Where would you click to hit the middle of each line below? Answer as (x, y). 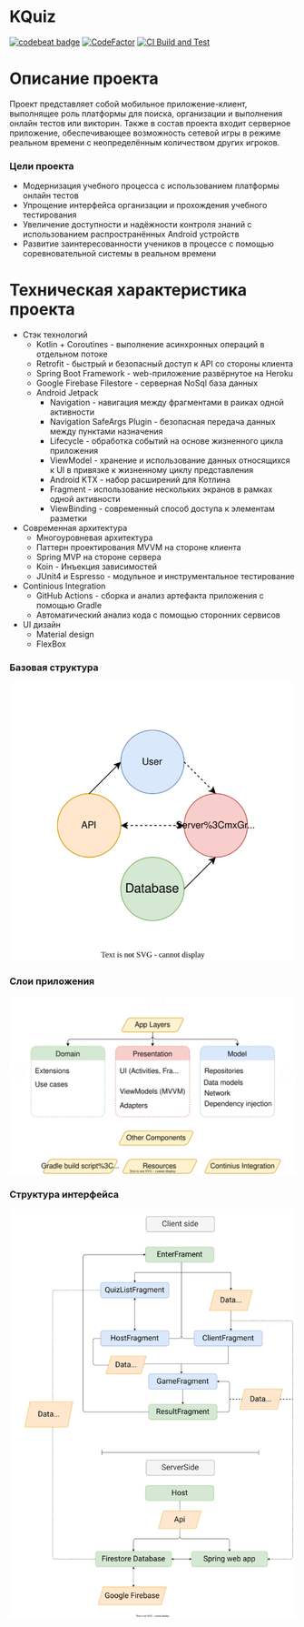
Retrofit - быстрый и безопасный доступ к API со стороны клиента (164, 364)
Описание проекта (84, 79)
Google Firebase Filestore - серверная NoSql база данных (147, 383)
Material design (65, 635)
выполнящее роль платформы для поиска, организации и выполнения (146, 113)
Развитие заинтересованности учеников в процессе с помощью (148, 244)
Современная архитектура (75, 528)
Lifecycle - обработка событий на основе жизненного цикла (167, 441)
